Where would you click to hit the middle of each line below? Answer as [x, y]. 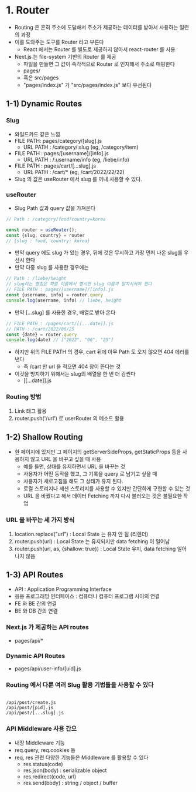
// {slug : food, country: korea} [48, 241]
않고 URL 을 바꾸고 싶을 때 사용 [66, 459]
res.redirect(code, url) [50, 776]
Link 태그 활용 [30, 411]
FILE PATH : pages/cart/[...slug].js [55, 166]
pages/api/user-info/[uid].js [48, 669]
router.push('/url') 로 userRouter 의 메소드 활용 [69, 418]
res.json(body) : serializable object [65, 770]
